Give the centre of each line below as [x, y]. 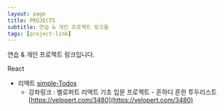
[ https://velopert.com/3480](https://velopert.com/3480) [111, 100]
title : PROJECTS [31, 21]
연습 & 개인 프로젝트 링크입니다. [51, 54]
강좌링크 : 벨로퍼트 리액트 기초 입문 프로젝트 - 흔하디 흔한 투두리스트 [122, 92]
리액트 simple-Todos [47, 83]
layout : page [27, 14]
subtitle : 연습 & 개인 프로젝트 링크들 [58, 27]
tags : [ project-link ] [39, 34]
